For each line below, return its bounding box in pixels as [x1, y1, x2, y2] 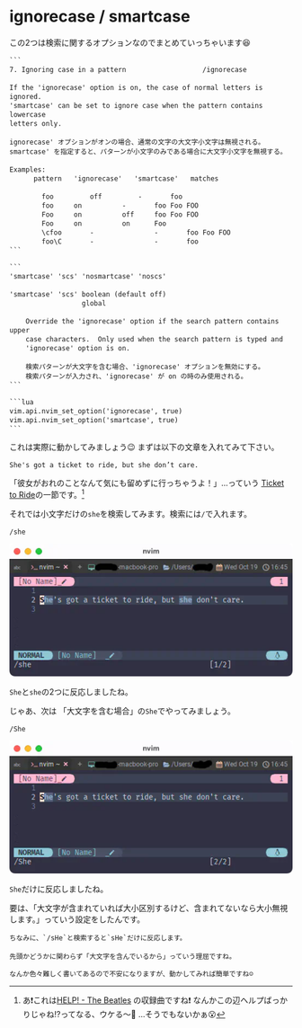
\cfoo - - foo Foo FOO [41, 227, 231, 237]
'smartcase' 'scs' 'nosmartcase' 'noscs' [9, 271, 167, 280]
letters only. [9, 119, 63, 128]
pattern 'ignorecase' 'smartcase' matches [32, 173, 219, 183]
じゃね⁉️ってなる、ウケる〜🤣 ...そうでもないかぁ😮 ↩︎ [30, 1008, 226, 1019]
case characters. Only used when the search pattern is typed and [25, 334, 283, 343]
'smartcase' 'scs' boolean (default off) [9, 289, 167, 298]
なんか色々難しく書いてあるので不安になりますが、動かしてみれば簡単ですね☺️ [9, 969, 253, 979]
